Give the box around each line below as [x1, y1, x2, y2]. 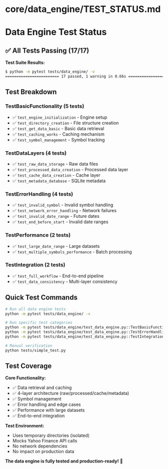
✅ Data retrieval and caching [12, 384, 72, 391]
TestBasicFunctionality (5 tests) [5, 103, 84, 110]
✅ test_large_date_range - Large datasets [12, 243, 100, 249]
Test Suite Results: [5, 60, 45, 66]
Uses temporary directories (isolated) [12, 432, 90, 438]
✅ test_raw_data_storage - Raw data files [12, 161, 98, 167]
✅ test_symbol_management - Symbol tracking [12, 137, 105, 143]
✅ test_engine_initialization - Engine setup [12, 114, 107, 120]
